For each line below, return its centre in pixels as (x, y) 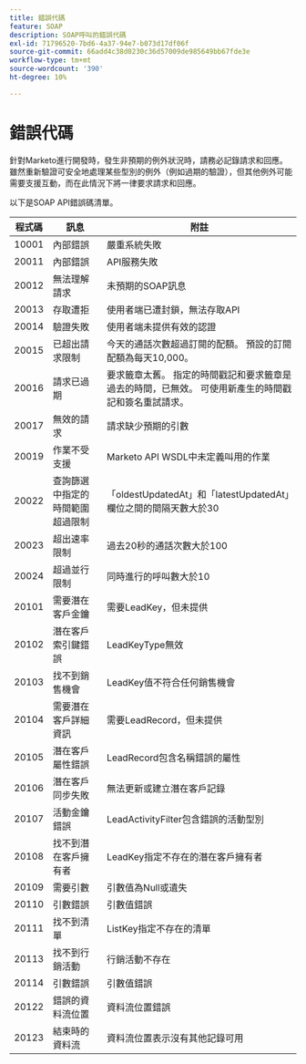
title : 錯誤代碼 (37, 18)
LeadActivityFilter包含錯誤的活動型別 (185, 819)
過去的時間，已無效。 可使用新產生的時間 (194, 388)
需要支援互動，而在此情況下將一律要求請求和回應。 (105, 182)
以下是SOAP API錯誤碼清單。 (64, 202)
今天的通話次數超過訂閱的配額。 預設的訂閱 (199, 344)
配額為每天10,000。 (150, 357)
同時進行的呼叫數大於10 (158, 576)
